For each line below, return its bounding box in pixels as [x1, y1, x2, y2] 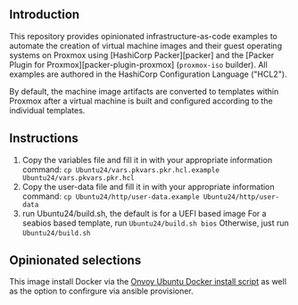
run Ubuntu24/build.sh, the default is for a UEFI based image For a [21, 208, 267, 218]
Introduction [9, 7, 80, 22]
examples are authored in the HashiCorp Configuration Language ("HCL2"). [9, 69, 287, 79]
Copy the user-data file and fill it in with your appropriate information [21, 181, 275, 192]
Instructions [9, 131, 79, 146]
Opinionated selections [9, 253, 142, 268]
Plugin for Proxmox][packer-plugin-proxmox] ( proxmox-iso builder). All [9, 59, 268, 70]
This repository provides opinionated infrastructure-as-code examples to [9, 30, 278, 41]
